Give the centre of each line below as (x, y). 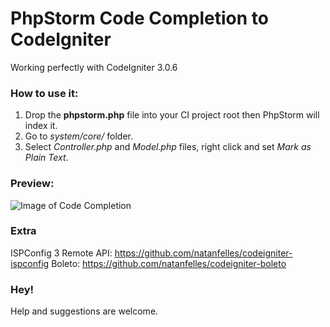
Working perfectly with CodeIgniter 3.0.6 (94, 67)
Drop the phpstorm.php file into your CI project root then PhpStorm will (172, 115)
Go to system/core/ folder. (79, 136)
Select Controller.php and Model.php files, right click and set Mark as (168, 147)
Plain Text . (46, 158)
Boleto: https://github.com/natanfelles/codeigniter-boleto (169, 263)
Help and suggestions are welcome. (84, 311)
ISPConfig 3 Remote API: (61, 253)
